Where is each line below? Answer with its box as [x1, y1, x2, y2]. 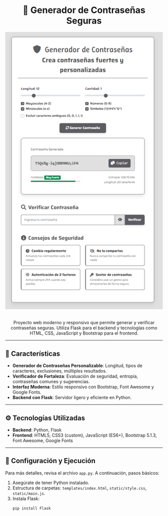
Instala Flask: [12, 496, 40, 502]
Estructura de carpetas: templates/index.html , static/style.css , [12, 485, 147, 491]
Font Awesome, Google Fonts [12, 437, 73, 444]
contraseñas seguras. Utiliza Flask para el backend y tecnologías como [10, 325, 157, 331]
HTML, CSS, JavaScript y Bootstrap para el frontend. [29, 330, 138, 336]
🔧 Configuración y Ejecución [5, 457, 96, 465]
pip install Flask [12, 506, 51, 511]
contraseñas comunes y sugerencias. [12, 379, 90, 385]
